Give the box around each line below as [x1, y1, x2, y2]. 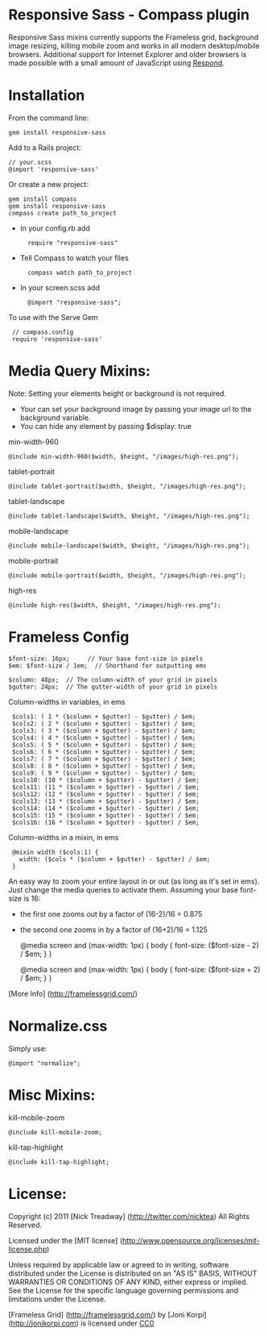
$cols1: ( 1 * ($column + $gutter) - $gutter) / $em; [11, 712, 196, 721]
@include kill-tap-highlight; [8, 1158, 110, 1166]
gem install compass [8, 195, 78, 203]
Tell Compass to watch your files [19, 252, 129, 263]
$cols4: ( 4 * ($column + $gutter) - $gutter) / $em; [11, 734, 196, 742]
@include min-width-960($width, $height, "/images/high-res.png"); [8, 452, 240, 460]
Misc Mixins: [8, 1086, 96, 1104]
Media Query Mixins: [8, 362, 151, 381]
